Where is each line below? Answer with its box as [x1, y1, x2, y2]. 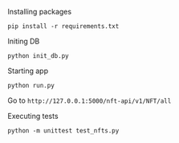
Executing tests [7, 112, 59, 121]
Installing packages [7, 7, 72, 16]
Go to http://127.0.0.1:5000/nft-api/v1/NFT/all [7, 96, 172, 105]
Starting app [7, 66, 49, 76]
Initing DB [7, 36, 40, 46]
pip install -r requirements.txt [7, 22, 120, 31]
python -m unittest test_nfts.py [7, 127, 120, 135]
